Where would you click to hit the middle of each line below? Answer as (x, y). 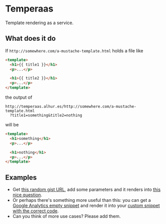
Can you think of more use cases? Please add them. (67, 216)
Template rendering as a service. (40, 23)
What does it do (31, 39)
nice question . (27, 195)
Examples (21, 177)
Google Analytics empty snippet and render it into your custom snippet (86, 206)
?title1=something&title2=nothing (46, 115)
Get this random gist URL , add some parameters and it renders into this (87, 190)
